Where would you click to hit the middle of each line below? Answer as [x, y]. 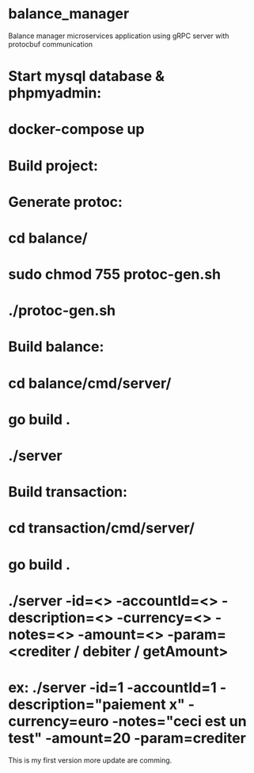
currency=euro [59, 721]
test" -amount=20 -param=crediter [127, 738]
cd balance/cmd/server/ [90, 383]
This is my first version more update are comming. [90, 760]
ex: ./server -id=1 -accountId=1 [113, 687]
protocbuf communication [51, 44]
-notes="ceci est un [179, 721]
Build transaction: [68, 492]
